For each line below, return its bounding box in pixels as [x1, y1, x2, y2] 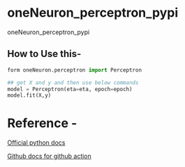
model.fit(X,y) [7, 92, 52, 99]
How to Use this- [7, 48, 82, 60]
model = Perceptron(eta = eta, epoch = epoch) [7, 86, 133, 93]
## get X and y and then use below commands [7, 79, 139, 86]
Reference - [7, 116, 77, 132]
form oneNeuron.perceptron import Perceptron [7, 66, 142, 74]
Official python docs [7, 138, 66, 147]
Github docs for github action [7, 152, 92, 161]
